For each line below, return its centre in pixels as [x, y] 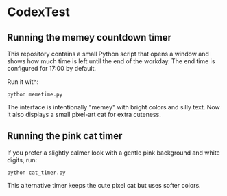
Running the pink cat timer [65, 136]
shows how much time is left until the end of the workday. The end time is [111, 61]
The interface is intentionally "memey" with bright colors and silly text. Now [114, 107]
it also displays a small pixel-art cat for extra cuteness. [84, 115]
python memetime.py [35, 94]
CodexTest [39, 12]
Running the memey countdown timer [89, 37]
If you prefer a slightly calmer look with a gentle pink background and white [114, 153]
